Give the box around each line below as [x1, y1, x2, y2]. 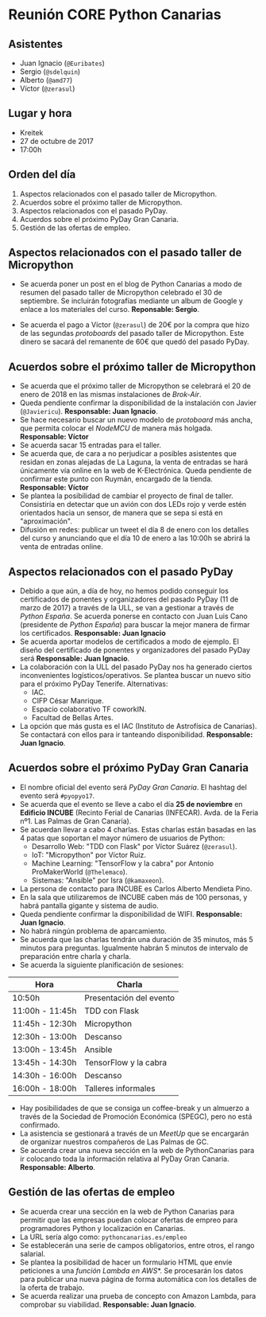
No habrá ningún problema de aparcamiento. [19, 925, 167, 936]
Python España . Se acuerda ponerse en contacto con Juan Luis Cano [19, 611, 249, 621]
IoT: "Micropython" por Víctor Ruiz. [31, 850, 147, 859]
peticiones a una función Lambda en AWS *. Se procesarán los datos [19, 1265, 244, 1275]
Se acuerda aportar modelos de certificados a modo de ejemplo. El [19, 637, 240, 646]
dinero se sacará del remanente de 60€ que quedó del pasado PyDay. [19, 337, 250, 347]
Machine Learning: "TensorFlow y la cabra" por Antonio [31, 858, 214, 868]
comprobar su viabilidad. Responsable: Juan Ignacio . [19, 1299, 197, 1309]
